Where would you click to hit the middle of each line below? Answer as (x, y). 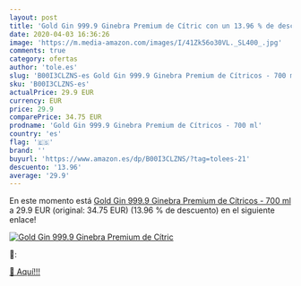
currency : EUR (36, 101)
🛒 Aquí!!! (25, 272)
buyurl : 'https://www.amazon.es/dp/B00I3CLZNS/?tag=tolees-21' (130, 159)
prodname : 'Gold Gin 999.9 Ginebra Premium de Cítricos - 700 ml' (136, 126)
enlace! (23, 220)
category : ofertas (43, 59)
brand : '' (28, 150)
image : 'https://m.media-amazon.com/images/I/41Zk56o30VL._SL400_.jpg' (146, 42)
